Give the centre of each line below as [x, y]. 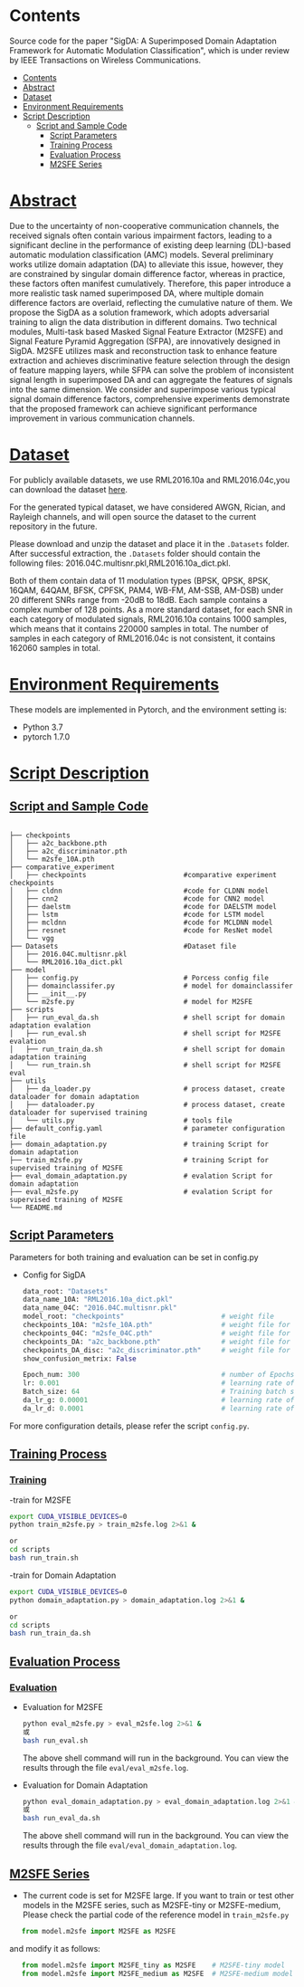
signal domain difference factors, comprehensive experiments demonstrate [150, 398]
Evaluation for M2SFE [63, 1706]
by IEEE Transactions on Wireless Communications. [105, 60]
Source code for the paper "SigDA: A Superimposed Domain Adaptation [143, 41]
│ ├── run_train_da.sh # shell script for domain [147, 1049]
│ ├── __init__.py [48, 993]
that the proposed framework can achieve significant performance [133, 408]
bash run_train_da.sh [50, 1634]
